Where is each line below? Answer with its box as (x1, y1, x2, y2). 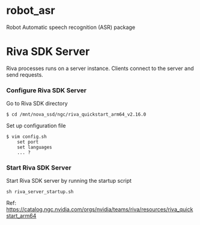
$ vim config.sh (6, 134, 47, 140)
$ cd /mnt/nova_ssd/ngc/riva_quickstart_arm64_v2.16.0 (6, 112, 147, 118)
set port (17, 139, 39, 145)
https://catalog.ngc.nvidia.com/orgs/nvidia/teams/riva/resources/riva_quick (6, 206, 193, 213)
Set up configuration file (6, 122, 66, 130)
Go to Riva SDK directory (6, 100, 68, 107)
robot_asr (6, 4, 55, 17)
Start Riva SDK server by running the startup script (6, 177, 132, 185)
